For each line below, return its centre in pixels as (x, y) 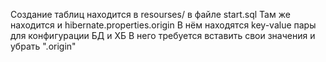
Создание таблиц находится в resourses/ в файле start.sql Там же (150, 14)
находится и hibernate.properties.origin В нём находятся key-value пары (163, 25)
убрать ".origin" (43, 46)
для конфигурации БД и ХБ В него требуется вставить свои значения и (163, 35)
